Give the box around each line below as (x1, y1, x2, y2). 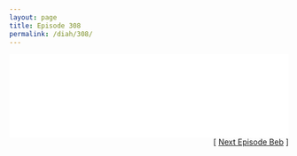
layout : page (9, 12, 58, 22)
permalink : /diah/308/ (9, 29, 93, 38)
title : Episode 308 (9, 21, 82, 30)
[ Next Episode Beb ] (213, 136, 289, 147)
